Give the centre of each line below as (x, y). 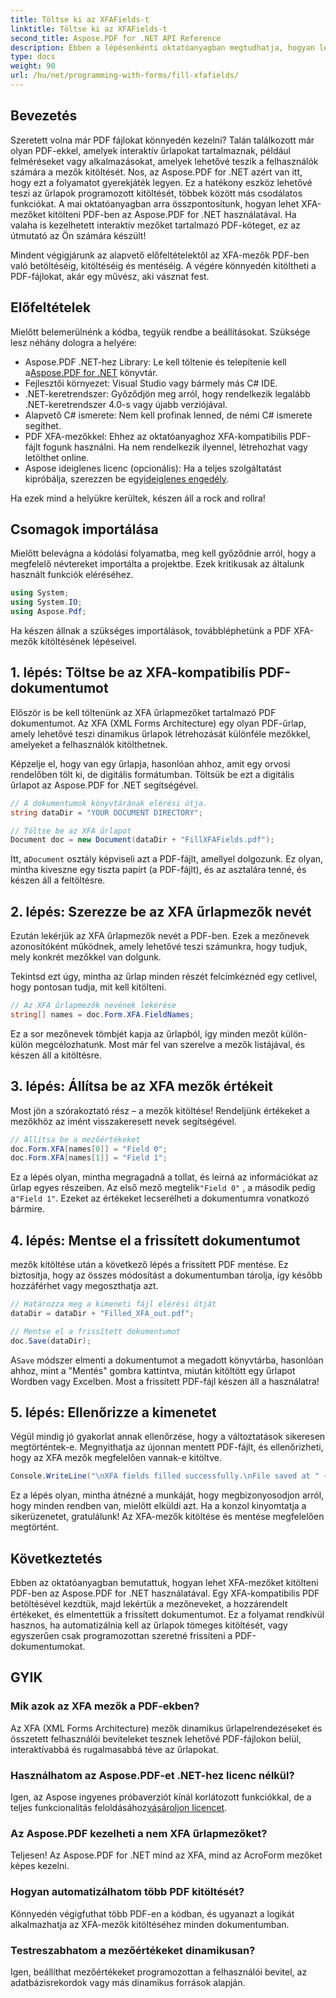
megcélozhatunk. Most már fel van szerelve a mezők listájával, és (170, 1044)
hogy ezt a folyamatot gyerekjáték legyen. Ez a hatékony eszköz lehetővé (161, 182)
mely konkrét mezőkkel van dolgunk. (86, 957)
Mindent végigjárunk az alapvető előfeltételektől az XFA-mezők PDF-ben (160, 255)
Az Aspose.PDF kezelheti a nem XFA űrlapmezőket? (139, 1833)
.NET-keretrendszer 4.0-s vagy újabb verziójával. (126, 404)
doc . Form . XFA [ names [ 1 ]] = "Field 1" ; (89, 1158)
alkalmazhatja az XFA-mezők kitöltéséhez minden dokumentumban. (150, 1924)
